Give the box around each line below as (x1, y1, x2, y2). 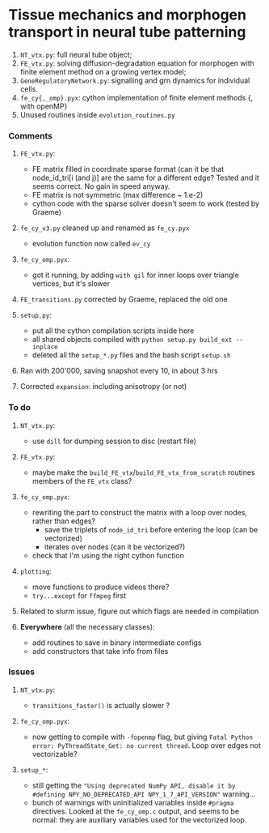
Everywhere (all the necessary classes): (19, 622, 155, 631)
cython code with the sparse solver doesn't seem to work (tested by (32, 199, 260, 208)
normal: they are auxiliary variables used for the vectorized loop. (32, 814, 247, 824)
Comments (8, 130, 53, 141)
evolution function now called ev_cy (32, 239, 151, 249)
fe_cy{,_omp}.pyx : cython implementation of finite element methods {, (19, 92, 253, 102)
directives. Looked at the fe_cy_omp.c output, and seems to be (32, 806, 240, 816)
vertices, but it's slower (32, 279, 111, 288)
